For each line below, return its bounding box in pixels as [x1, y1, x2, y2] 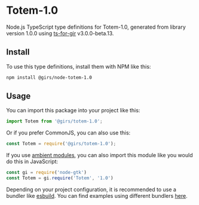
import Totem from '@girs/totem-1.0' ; [6, 118, 103, 124]
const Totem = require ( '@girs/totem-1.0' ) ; [6, 141, 117, 147]
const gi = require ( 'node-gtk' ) [6, 170, 87, 176]
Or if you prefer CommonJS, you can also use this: [6, 129, 131, 136]
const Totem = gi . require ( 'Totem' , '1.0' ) [6, 175, 114, 181]
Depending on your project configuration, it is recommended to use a [6, 186, 176, 193]
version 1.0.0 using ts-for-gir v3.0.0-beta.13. [6, 29, 114, 36]
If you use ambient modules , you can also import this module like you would [6, 152, 193, 159]
